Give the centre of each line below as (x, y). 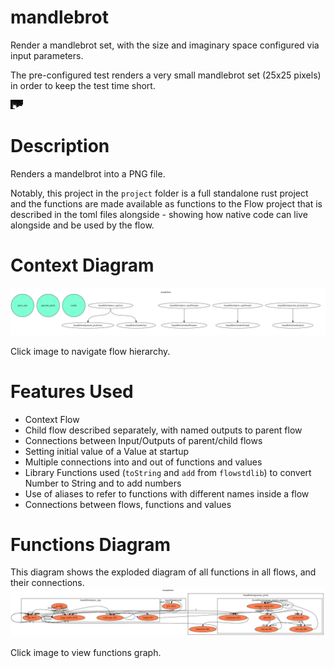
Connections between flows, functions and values (128, 504)
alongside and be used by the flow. (82, 225)
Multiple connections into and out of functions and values (143, 462)
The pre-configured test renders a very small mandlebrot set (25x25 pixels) (166, 75)
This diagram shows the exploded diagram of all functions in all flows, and (163, 572)
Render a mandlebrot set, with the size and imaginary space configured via (165, 45)
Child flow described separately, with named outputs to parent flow (163, 430)
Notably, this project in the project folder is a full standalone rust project (159, 193)
